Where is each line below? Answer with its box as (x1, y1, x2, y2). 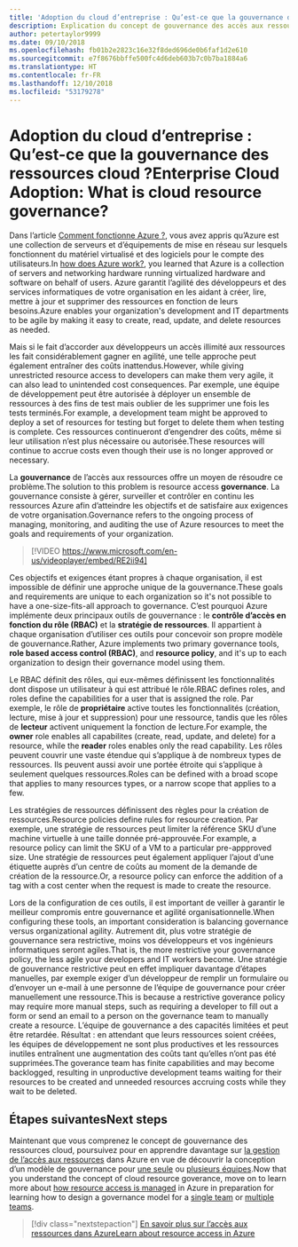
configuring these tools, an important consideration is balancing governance (9, 916, 289, 927)
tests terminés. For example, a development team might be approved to (9, 407, 268, 418)
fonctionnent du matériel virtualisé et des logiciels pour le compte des (9, 249, 264, 260)
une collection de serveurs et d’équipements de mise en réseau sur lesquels (9, 240, 288, 250)
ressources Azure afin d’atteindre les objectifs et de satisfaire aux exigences (9, 501, 288, 511)
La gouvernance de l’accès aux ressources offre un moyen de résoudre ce (9, 472, 284, 483)
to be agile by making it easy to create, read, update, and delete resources (9, 315, 281, 326)
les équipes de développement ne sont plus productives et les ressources (9, 1039, 279, 1050)
